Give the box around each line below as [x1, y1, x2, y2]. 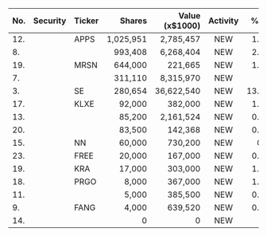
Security [33, 15, 67, 26]
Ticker [74, 15, 99, 26]
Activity [207, 15, 239, 26]
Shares [119, 15, 148, 26]
